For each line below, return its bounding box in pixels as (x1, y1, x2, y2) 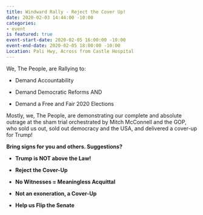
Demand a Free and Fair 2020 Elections (15, 100, 114, 107)
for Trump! (6, 131, 33, 138)
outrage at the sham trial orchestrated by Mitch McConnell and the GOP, (6, 118, 187, 125)
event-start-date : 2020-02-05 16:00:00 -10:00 (6, 37, 126, 43)
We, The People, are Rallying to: (6, 65, 86, 72)
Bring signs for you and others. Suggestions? (6, 143, 123, 150)
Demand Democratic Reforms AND (15, 88, 102, 96)
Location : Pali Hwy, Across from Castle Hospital (6, 48, 135, 55)
